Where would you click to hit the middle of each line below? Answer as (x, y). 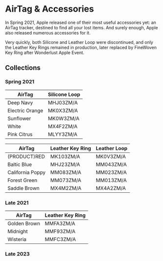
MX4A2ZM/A (111, 188)
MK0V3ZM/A (111, 156)
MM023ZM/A (111, 172)
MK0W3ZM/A (64, 118)
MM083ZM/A (66, 172)
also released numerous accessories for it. (48, 33)
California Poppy (27, 172)
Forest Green (22, 180)
